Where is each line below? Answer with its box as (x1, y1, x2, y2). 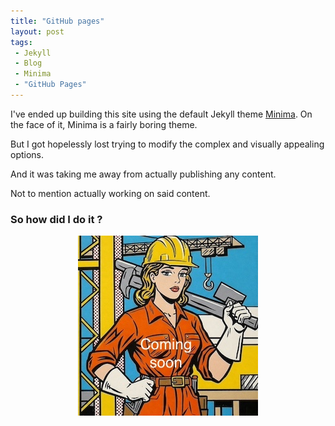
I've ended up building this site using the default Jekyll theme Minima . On (10, 108, 313, 120)
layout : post (10, 26, 65, 37)
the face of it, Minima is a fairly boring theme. (10, 118, 198, 130)
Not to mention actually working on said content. (10, 187, 211, 199)
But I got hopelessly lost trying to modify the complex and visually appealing (10, 138, 325, 150)
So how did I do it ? (10, 212, 103, 226)
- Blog (14, 58, 43, 69)
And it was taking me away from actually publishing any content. (10, 168, 277, 180)
